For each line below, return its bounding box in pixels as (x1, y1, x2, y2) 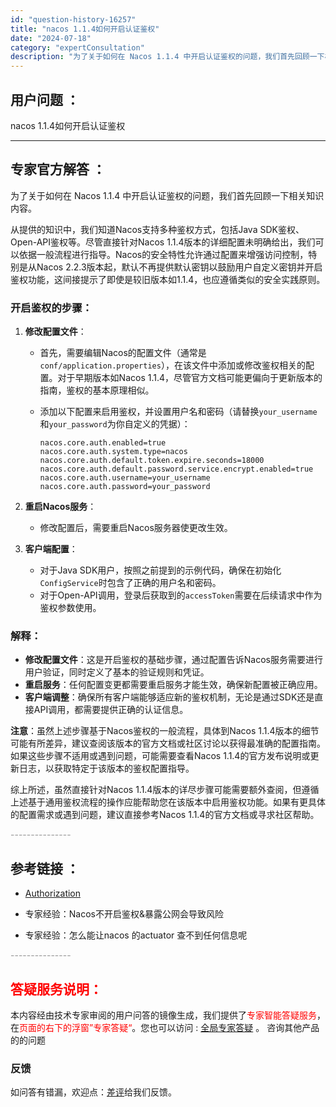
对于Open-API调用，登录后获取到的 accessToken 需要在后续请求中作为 (39, 589, 323, 601)
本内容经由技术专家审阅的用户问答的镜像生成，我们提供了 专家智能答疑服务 (10, 1009, 317, 1021)
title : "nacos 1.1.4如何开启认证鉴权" (10, 24, 160, 34)
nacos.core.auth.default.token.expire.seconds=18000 (39, 456, 265, 466)
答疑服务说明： (10, 981, 103, 998)
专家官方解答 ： (10, 161, 106, 178)
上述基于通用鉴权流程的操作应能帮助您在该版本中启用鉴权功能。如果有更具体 (10, 796, 326, 808)
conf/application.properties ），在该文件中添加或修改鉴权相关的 (39, 359, 306, 371)
